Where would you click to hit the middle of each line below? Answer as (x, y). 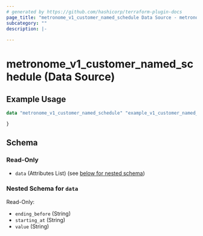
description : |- (27, 29)
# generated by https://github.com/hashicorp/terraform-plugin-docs (94, 12)
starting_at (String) (40, 220)
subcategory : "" (27, 23)
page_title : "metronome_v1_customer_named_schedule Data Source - (92, 18)
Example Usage (36, 99)
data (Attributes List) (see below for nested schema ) (80, 173)
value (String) (32, 226)
